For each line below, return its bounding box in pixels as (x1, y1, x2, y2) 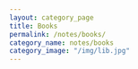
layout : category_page (9, 13, 94, 22)
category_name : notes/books (9, 38, 115, 47)
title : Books (9, 22, 58, 30)
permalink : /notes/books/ (9, 30, 106, 39)
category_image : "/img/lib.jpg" (9, 47, 130, 56)
